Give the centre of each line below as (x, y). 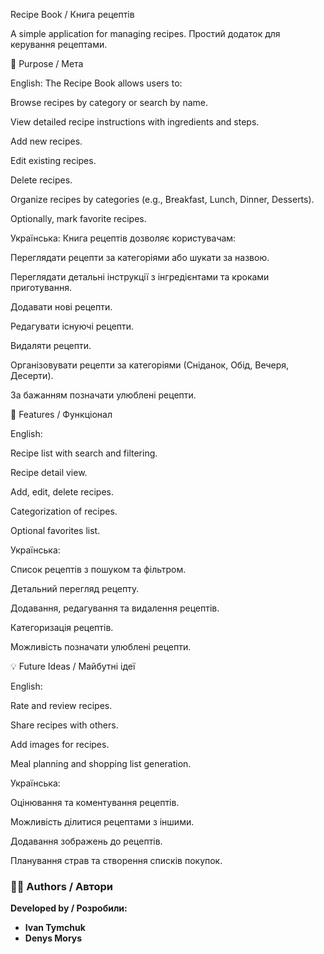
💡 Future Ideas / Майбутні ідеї (73, 666)
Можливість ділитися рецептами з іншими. (102, 822)
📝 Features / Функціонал (61, 414)
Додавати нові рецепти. (61, 307)
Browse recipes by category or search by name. (109, 102)
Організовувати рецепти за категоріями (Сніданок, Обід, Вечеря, (150, 365)
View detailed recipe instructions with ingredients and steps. (135, 122)
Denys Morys (53, 938)
